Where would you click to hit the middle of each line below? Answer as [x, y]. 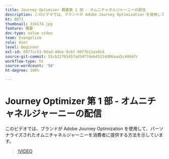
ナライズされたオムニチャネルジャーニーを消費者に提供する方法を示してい [82, 135]
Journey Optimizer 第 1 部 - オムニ [76, 101]
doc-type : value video [29, 33]
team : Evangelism [23, 38]
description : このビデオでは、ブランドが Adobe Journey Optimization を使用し [83, 15]
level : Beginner [22, 47]
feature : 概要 [19, 29]
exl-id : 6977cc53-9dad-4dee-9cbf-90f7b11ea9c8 [55, 52]
